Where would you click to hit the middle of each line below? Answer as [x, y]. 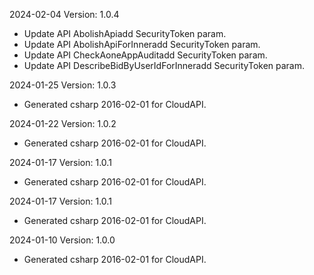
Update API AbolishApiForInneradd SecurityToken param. [142, 44]
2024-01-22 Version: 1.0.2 [63, 123]
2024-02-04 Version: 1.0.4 [64, 14]
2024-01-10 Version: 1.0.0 [62, 240]
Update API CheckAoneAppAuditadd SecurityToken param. [145, 55]
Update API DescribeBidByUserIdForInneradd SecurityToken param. [164, 65]
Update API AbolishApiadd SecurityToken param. [125, 33]
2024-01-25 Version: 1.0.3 [63, 85]
